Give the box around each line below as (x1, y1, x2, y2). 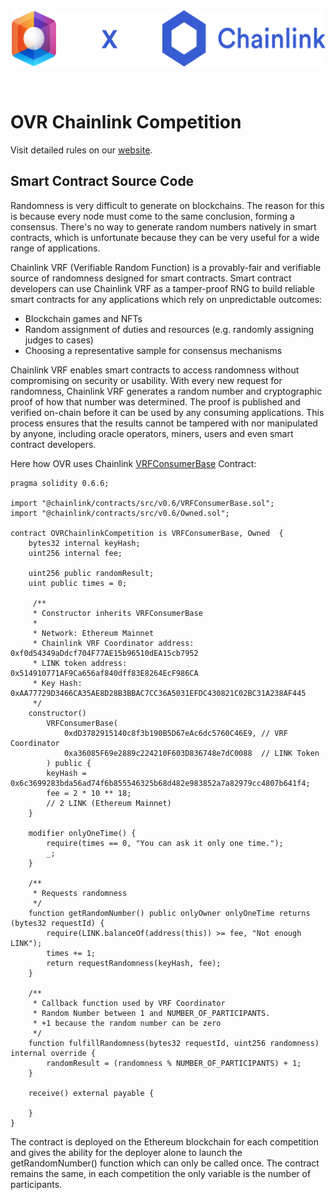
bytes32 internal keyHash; (28, 538, 141, 548)
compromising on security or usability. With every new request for (10, 374, 283, 386)
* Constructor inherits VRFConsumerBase (32, 608, 203, 618)
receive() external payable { (28, 1088, 155, 1098)
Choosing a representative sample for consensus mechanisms (24, 344, 283, 356)
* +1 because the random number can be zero (32, 1018, 222, 1028)
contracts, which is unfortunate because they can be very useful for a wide (10, 231, 320, 243)
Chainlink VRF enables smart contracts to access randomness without (10, 364, 300, 376)
